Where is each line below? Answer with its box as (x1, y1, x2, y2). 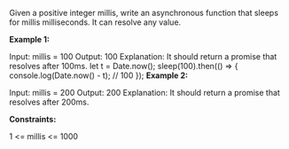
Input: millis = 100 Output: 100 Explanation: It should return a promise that (9, 51, 277, 61)
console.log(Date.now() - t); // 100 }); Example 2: (9, 70, 189, 81)
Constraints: (9, 114, 57, 124)
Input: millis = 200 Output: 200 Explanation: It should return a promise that (9, 88, 281, 98)
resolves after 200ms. (9, 97, 90, 107)
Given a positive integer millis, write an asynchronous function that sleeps (9, 8, 279, 18)
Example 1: (9, 35, 51, 44)
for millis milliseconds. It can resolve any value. (9, 17, 182, 27)
